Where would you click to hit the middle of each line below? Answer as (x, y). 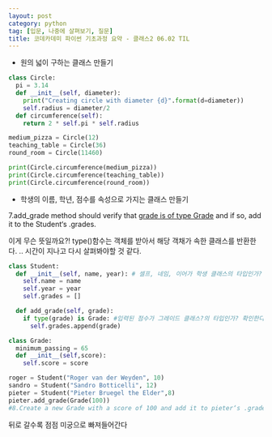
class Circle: (32, 78)
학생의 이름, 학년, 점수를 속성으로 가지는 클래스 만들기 (104, 199)
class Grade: (30, 341)
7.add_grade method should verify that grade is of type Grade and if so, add (135, 215)
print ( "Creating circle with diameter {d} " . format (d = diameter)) (134, 101)
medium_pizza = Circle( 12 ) (54, 138)
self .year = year (52, 289)
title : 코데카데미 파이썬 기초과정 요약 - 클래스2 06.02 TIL (99, 39)
